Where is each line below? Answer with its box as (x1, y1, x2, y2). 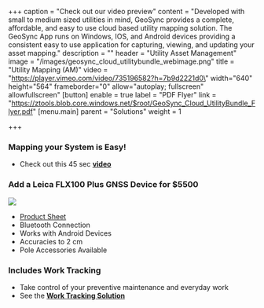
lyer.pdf (8, 107, 33, 116)
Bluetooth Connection (19, 220, 90, 229)
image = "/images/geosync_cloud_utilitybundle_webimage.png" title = (8, 57, 235, 66)
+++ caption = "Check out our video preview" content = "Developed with (8, 7, 245, 16)
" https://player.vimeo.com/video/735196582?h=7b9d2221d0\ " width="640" (8, 74, 253, 82)
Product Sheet (19, 211, 67, 221)
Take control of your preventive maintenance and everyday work (19, 282, 229, 291)
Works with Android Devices (19, 228, 112, 238)
